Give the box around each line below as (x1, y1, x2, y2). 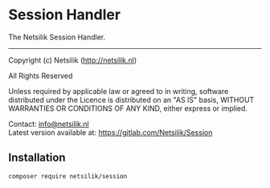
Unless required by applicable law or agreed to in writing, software (8, 86, 229, 96)
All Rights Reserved (8, 71, 73, 80)
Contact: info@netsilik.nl (8, 119, 90, 129)
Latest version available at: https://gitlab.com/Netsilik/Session (8, 127, 213, 137)
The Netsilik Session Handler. (8, 32, 106, 42)
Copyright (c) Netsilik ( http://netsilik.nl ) (8, 55, 137, 65)
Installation (8, 151, 66, 165)
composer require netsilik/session (8, 172, 128, 180)
